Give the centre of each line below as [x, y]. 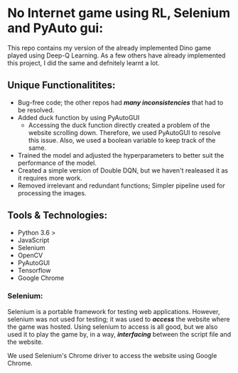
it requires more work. [50, 178]
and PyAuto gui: [55, 28]
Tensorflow [34, 270]
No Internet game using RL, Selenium [119, 13]
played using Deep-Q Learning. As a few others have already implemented [117, 55]
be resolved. [36, 110]
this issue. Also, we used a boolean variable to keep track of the [122, 140]
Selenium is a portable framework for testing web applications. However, [114, 311]
